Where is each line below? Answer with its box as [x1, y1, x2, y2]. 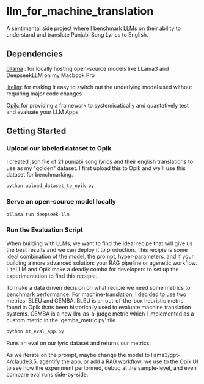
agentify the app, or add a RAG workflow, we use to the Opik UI [39, 358, 199, 365]
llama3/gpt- [150, 351, 181, 358]
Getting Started [6, 126, 67, 136]
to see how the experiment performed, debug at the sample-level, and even [6, 364, 197, 371]
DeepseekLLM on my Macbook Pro [6, 72, 95, 79]
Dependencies [6, 49, 63, 59]
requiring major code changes [6, 90, 82, 97]
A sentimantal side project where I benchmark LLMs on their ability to [6, 24, 181, 32]
